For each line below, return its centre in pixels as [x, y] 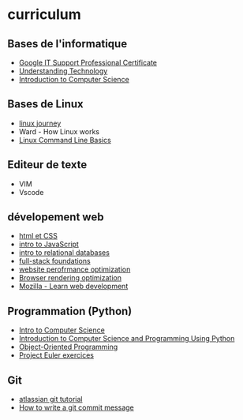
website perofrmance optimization [75, 269]
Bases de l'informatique [67, 44]
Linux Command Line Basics [65, 140]
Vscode [31, 192]
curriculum [45, 15]
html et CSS [38, 236]
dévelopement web [56, 217]
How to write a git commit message [77, 407]
